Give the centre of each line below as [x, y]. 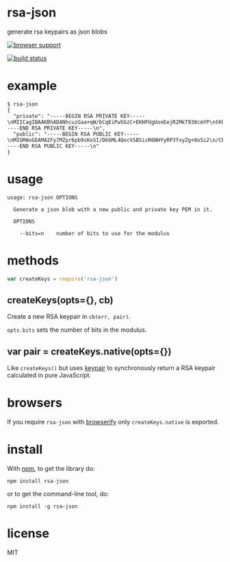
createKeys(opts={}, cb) [60, 301]
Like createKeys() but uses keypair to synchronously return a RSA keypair [111, 368]
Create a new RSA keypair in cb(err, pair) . [69, 317]
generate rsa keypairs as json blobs [57, 32]
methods [33, 260]
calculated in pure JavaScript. [49, 376]
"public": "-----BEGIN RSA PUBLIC [62, 134]
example [32, 86]
